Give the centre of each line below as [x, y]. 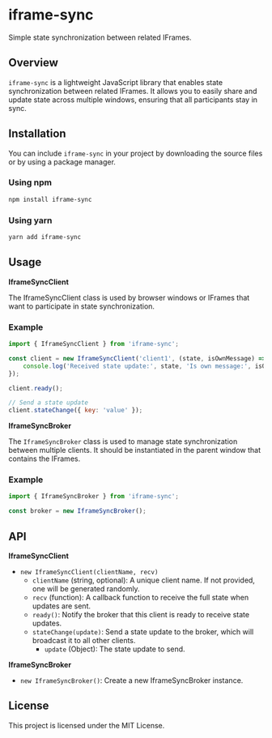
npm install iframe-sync [50, 199]
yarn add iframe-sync [45, 237]
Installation [37, 134]
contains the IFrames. [45, 459]
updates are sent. [62, 606]
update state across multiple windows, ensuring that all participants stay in [133, 100]
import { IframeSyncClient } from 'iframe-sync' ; [94, 344]
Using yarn [30, 220]
